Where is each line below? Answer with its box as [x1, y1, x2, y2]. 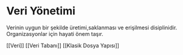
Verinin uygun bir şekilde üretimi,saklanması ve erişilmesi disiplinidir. [6, 24, 178, 31]
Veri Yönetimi [6, 4, 76, 18]
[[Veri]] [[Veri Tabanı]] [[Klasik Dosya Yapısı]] [6, 42, 120, 49]
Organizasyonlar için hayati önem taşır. [6, 30, 103, 37]
